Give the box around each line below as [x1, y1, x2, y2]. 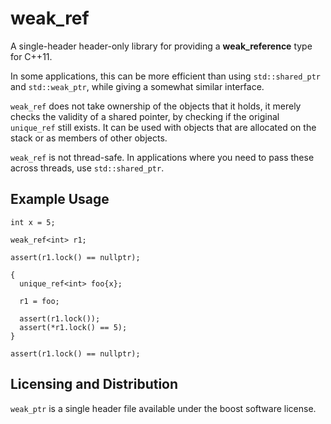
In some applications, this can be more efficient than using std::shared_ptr [10, 70, 322, 82]
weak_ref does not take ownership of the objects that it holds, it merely [10, 100, 302, 112]
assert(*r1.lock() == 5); [19, 322, 128, 332]
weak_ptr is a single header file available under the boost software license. [10, 402, 317, 414]
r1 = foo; [19, 296, 60, 306]
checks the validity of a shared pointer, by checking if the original [10, 110, 280, 122]
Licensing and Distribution [10, 376, 179, 393]
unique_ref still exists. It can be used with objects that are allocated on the [10, 121, 317, 133]
